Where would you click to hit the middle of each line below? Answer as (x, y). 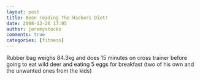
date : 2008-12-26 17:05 (37, 23)
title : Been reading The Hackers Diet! (57, 18)
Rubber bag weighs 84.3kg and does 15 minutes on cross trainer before (97, 58)
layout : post (23, 12)
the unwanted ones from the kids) (49, 71)
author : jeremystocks (34, 29)
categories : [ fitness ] (35, 40)
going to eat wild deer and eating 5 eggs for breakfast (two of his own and (100, 64)
